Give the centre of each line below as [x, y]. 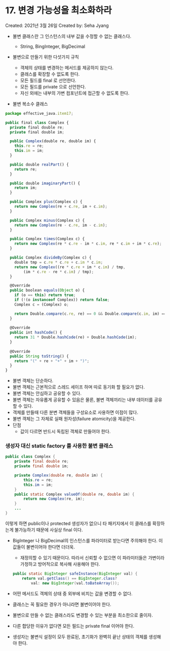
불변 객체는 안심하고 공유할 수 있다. [47, 394]
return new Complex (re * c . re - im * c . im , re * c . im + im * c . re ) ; [88, 244]
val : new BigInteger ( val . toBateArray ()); [75, 583]
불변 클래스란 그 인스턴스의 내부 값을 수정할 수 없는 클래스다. [72, 36]
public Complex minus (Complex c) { [47, 220]
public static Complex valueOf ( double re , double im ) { [75, 494]
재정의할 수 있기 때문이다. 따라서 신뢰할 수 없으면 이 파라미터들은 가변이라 [92, 558]
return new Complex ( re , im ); [54, 499]
